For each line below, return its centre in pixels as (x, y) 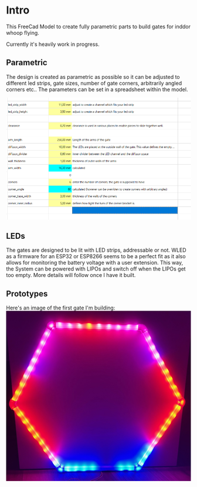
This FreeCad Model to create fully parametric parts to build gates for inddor (98, 26)
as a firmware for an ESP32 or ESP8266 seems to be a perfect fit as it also (96, 256)
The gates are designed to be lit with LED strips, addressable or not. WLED (96, 250)
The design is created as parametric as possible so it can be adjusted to (93, 76)
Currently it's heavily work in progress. (53, 44)
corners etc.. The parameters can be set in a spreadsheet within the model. (97, 89)
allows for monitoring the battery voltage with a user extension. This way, (95, 263)
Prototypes (27, 294)
